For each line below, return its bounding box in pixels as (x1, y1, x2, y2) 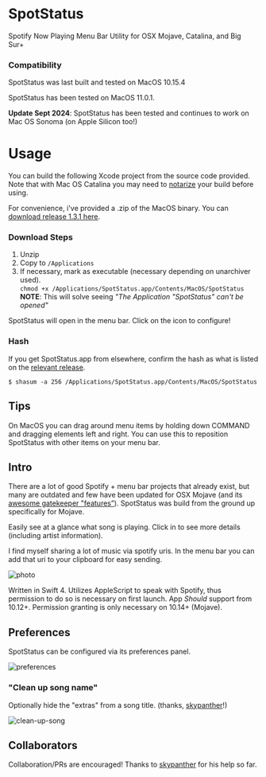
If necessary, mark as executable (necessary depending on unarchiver (19, 267, 252, 276)
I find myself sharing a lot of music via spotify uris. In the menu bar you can (8, 546, 255, 556)
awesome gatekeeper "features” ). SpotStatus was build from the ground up (8, 498, 256, 508)
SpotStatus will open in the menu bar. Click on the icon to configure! (8, 316, 231, 326)
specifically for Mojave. (8, 507, 85, 517)
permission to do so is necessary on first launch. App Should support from (8, 594, 253, 603)
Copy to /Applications (19, 258, 94, 267)
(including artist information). (8, 531, 103, 541)
